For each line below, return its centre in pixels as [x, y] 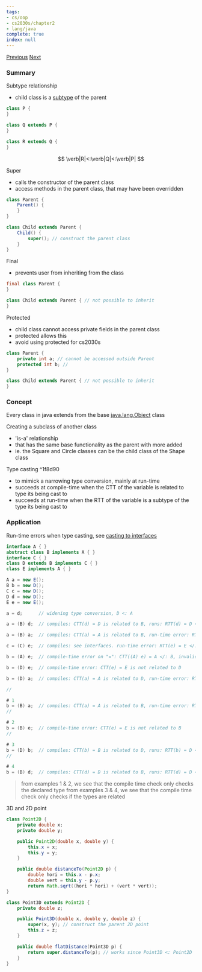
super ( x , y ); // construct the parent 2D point [88, 925]
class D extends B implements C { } [52, 564]
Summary [21, 72]
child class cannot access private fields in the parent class [87, 329]
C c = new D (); [25, 591]
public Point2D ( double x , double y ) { [66, 841]
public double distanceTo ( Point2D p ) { [67, 869]
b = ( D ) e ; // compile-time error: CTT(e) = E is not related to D [94, 667]
